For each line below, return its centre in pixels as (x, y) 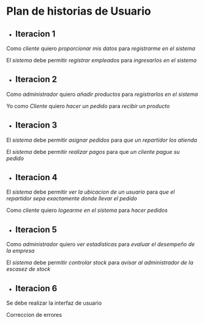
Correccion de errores (34, 315)
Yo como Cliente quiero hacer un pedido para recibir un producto (88, 106)
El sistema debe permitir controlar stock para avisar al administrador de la (100, 263)
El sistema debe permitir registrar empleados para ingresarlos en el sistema (101, 60)
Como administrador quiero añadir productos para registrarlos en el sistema (102, 94)
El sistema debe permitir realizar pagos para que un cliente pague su (93, 151)
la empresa (20, 251)
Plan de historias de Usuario (79, 11)
